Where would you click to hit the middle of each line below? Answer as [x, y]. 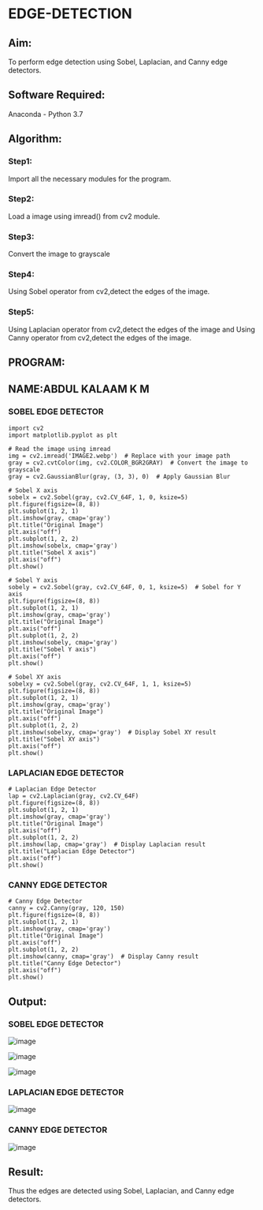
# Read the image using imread [59, 449]
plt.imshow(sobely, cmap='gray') [63, 642]
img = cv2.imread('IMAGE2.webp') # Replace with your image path [119, 456]
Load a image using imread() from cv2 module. [84, 216]
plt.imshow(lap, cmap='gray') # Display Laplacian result [107, 845]
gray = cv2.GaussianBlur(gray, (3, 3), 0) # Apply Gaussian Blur [119, 476]
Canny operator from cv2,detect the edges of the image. [100, 337]
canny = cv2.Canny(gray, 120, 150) [67, 908]
